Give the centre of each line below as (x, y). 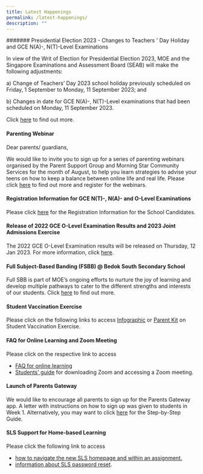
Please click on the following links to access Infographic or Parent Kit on (96, 320)
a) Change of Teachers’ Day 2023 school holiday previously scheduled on (98, 83)
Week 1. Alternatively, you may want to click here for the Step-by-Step (94, 412)
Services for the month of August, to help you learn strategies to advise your (101, 172)
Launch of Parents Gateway (42, 386)
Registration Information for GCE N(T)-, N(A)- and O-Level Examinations (99, 198)
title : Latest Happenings (39, 12)
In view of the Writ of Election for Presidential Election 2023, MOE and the (98, 59)
